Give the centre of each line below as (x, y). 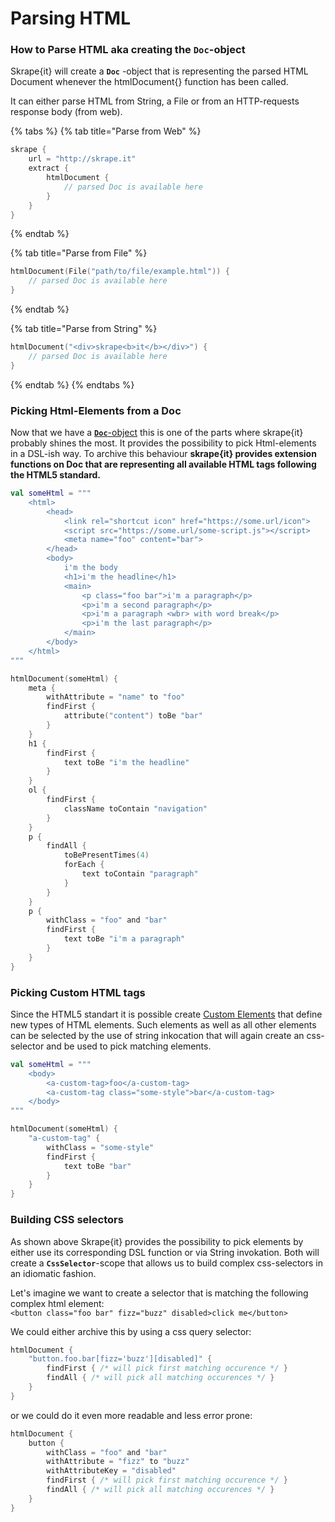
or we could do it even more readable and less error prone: (131, 1415)
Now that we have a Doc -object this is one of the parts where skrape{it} (157, 433)
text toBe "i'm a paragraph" (124, 939)
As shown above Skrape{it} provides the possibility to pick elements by (157, 1241)
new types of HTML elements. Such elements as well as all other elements (163, 1024)
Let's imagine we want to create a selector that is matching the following (159, 1293)
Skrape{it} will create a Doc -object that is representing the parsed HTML (159, 71)
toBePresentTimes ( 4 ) (106, 855)
